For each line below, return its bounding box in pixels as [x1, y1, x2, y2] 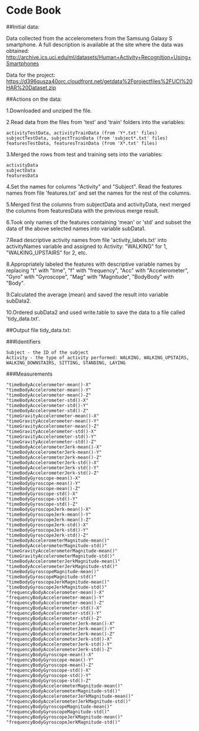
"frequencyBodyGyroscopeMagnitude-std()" [6, 708, 110, 715]
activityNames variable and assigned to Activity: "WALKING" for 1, [6, 243, 168, 250]
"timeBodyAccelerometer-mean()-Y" [6, 387, 92, 393]
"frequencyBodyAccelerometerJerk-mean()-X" [6, 621, 115, 627]
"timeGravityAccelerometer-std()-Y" [6, 434, 97, 440]
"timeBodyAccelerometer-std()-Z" [6, 408, 89, 414]
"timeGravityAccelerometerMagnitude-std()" [6, 553, 115, 559]
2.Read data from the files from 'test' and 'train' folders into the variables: [6, 118, 185, 125]
